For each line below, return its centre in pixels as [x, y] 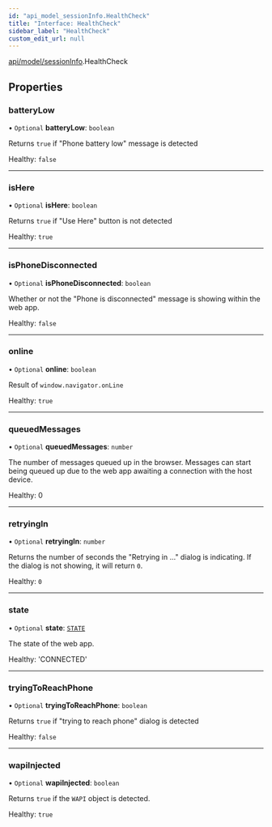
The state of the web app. [51, 643]
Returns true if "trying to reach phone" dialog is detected [104, 721]
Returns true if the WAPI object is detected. [79, 799]
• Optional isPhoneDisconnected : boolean [80, 283]
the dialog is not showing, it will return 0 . [76, 566]
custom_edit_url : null [47, 38]
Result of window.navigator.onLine [66, 385]
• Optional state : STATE [47, 628]
